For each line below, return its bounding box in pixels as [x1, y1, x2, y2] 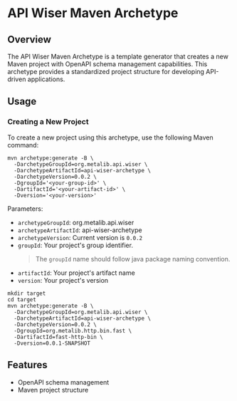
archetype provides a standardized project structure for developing [7, 68, 205, 75]
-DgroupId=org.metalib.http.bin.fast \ [14, 327, 132, 334]
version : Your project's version [17, 276, 109, 284]
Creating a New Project [7, 117, 89, 127]
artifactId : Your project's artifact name [17, 269, 135, 277]
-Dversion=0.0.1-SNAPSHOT [14, 340, 91, 347]
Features [7, 359, 48, 371]
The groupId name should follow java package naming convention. [35, 254, 231, 263]
